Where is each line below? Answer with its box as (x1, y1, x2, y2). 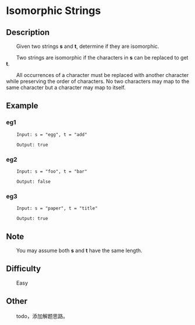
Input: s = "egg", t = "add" (16, 131, 88, 138)
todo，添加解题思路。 (16, 312, 68, 319)
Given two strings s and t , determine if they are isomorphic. (16, 43, 159, 50)
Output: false (16, 179, 51, 184)
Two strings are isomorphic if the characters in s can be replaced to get (16, 54, 189, 61)
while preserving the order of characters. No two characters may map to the (6, 78, 190, 85)
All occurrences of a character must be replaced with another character (16, 72, 189, 78)
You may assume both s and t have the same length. (16, 247, 142, 254)
